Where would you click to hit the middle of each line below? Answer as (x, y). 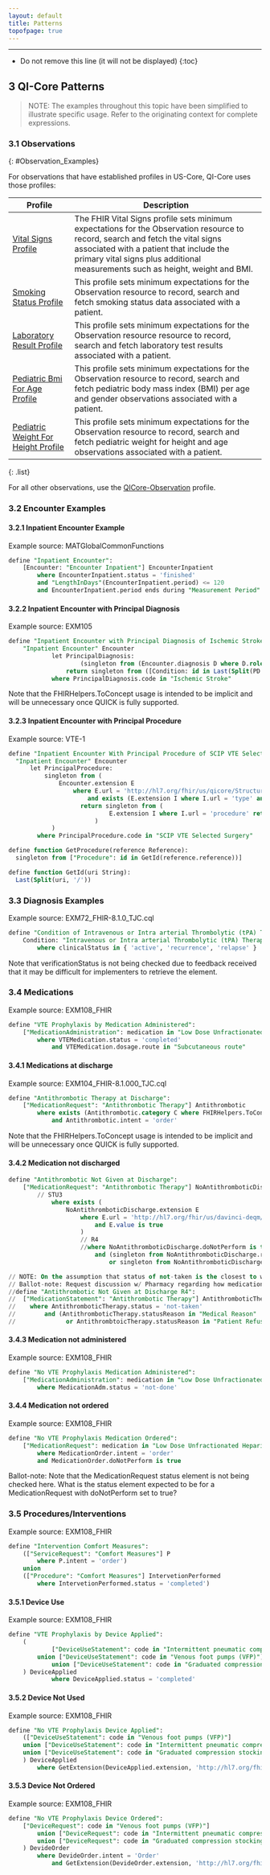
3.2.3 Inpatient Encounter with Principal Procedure (95, 721)
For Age (27, 389)
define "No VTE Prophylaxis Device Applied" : (86, 1730)
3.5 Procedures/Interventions (67, 1514)
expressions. (49, 123)
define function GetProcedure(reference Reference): (98, 851)
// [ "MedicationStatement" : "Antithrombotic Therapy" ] (104, 1299)
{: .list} (19, 472)
